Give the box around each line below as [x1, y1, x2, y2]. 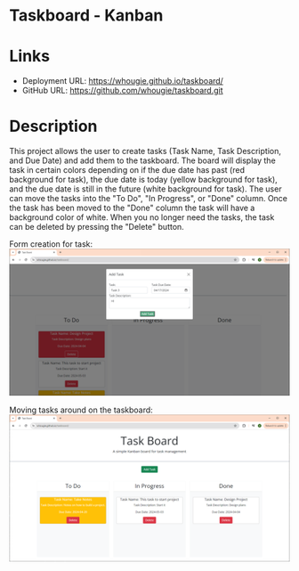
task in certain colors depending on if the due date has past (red [9, 165, 245, 175]
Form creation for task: [9, 239, 93, 249]
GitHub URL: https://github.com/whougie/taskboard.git [21, 86, 224, 96]
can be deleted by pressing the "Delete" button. [9, 222, 184, 232]
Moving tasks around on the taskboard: [9, 404, 153, 415]
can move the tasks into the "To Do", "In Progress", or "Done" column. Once [9, 193, 287, 204]
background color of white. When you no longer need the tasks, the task [9, 212, 275, 223]
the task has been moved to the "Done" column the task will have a [9, 202, 255, 214]
